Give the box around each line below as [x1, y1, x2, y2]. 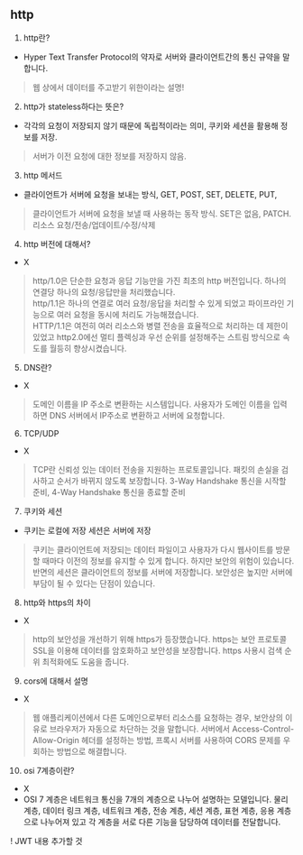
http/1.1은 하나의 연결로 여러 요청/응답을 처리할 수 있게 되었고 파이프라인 [32, 298, 285, 308]
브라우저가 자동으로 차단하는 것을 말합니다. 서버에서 [49, 723, 231, 734]
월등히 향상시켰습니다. [49, 343, 127, 354]
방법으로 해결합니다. [56, 746, 127, 757]
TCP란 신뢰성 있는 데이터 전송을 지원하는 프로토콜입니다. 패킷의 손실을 [32, 464, 280, 474]
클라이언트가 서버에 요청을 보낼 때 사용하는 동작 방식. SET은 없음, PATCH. [32, 207, 292, 219]
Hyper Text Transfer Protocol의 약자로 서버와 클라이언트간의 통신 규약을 [23, 51, 280, 62]
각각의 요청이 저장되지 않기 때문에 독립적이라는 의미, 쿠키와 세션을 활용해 [23, 120, 279, 131]
